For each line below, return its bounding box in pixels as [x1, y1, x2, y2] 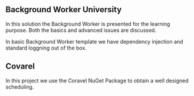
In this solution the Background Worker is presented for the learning [5, 20, 170, 27]
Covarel [5, 61, 35, 71]
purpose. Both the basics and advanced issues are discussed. [5, 27, 157, 34]
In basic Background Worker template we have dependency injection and [5, 38, 183, 45]
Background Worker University [5, 5, 122, 15]
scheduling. [5, 83, 34, 90]
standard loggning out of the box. [5, 44, 87, 51]
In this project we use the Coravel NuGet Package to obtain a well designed [5, 77, 189, 84]
